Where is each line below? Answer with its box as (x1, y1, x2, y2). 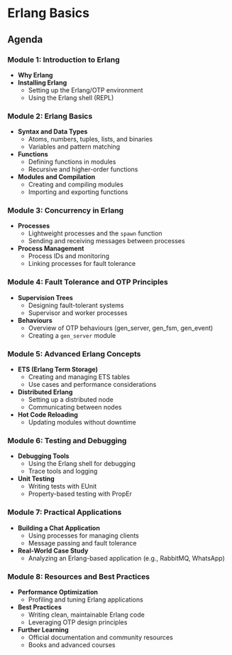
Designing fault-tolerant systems (28, 301, 124, 309)
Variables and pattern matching (28, 142, 121, 151)
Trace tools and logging (28, 467, 98, 476)
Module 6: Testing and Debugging (7, 435, 127, 445)
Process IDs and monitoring (28, 252, 110, 260)
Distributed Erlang (17, 388, 73, 396)
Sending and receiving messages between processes (28, 237, 186, 245)
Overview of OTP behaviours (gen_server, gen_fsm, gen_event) (28, 324, 214, 332)
